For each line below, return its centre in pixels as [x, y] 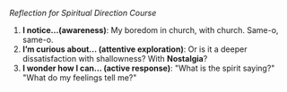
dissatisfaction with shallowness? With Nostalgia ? [115, 59]
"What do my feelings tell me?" [79, 78]
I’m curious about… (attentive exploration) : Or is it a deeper [135, 49]
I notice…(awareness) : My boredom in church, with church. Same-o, [150, 30]
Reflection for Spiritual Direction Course [83, 13]
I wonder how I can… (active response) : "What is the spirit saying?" [148, 68]
